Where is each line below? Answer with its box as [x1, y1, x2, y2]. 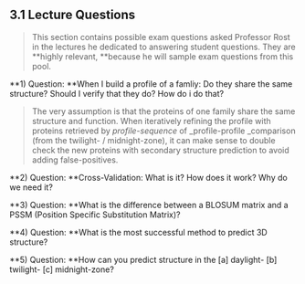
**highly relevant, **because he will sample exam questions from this [31, 50, 294, 62]
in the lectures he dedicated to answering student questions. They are [31, 41, 296, 52]
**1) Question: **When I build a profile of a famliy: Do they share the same [9, 78, 293, 89]
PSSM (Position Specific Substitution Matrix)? [9, 209, 181, 220]
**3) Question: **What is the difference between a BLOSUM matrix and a [9, 199, 289, 210]
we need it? [9, 182, 53, 193]
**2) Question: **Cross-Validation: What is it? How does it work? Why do [9, 172, 288, 183]
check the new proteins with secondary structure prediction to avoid [31, 144, 289, 155]
